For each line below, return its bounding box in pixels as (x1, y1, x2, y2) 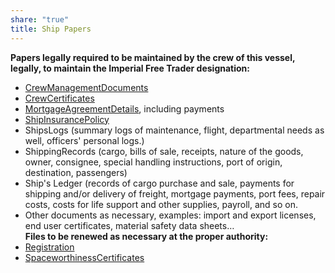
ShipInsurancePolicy (24, 113, 110, 125)
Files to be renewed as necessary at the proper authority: (24, 230, 269, 242)
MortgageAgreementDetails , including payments (24, 102, 225, 115)
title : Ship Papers (10, 24, 92, 34)
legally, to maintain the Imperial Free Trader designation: (10, 62, 250, 74)
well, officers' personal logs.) (24, 134, 145, 146)
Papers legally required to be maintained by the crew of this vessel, (10, 51, 296, 63)
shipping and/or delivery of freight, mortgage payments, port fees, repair (24, 187, 326, 200)
